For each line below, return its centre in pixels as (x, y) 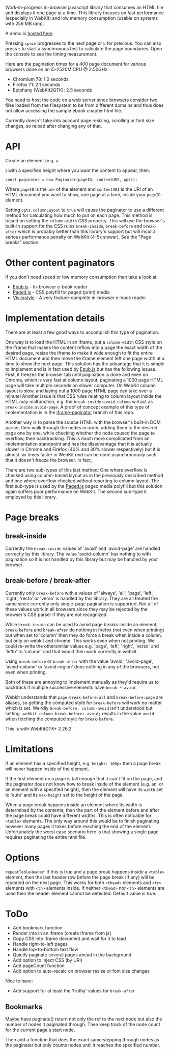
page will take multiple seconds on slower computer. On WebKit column (81, 385)
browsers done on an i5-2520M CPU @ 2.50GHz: (57, 69)
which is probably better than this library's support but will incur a (87, 231)
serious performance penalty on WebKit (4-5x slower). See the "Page (78, 237)
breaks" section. (22, 242)
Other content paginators (60, 263)
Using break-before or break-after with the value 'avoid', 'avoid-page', (79, 661)
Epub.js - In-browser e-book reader (50, 286)
